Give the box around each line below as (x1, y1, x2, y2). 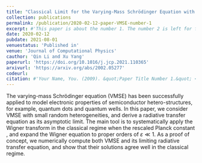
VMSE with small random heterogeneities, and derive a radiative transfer (6, 112, 186, 119)
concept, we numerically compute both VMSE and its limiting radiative (6, 137, 180, 144)
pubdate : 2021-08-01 (6, 37, 58, 43)
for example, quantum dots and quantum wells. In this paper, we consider (6, 105, 188, 112)
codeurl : (6, 70, 28, 76)
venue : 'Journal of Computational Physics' (6, 48, 117, 54)
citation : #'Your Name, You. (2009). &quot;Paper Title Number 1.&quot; (6, 76, 192, 82)
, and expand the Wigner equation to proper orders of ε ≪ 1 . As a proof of (6, 131, 190, 138)
